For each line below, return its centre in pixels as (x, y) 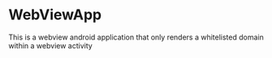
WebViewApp (55, 15)
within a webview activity (51, 45)
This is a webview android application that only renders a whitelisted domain (136, 37)
